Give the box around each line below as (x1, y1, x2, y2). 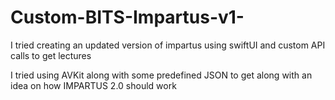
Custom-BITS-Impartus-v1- (10, 6, 245, 29)
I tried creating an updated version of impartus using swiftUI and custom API (10, 39, 326, 51)
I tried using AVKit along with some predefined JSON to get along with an (10, 69, 313, 81)
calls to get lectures (10, 49, 92, 61)
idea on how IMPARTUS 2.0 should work (10, 79, 177, 91)
